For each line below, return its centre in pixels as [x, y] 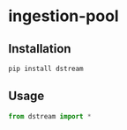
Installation [40, 49]
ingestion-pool [64, 16]
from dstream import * [50, 116]
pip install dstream [46, 69]
